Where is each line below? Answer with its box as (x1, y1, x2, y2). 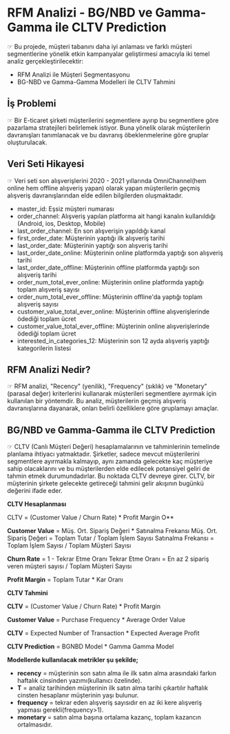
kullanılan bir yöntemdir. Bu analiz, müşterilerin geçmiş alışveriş (7, 397, 187, 405)
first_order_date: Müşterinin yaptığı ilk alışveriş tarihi (17, 233, 165, 242)
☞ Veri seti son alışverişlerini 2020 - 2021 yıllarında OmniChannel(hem (7, 176, 207, 184)
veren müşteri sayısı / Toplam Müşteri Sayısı (7, 562, 132, 570)
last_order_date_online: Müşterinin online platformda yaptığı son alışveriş (17, 249, 224, 257)
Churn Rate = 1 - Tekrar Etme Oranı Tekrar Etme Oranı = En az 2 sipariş (7, 554, 209, 563)
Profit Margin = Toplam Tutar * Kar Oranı (7, 575, 124, 584)
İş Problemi (7, 98, 56, 110)
